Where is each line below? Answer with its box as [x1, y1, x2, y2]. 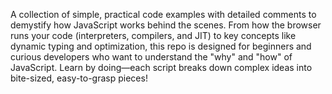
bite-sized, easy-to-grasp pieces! [10, 72, 148, 84]
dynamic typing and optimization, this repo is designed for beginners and [10, 40, 312, 52]
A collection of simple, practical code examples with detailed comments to [10, 9, 317, 20]
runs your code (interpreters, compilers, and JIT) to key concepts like [10, 30, 297, 41]
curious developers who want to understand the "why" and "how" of [10, 51, 293, 63]
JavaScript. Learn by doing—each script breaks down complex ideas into [10, 62, 313, 73]
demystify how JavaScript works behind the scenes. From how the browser [10, 19, 322, 31]
